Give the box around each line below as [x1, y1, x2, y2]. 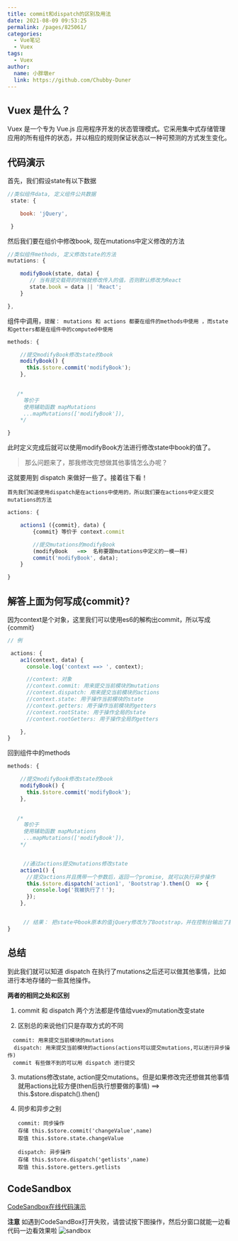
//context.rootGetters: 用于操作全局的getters [25, 715, 159, 723]
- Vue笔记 [13, 37, 40, 44]
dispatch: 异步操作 [17, 1148, 71, 1156]
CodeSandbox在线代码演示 [7, 1203, 86, 1211]
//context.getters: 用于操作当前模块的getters [25, 702, 157, 709]
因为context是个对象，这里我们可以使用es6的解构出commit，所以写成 [7, 615, 211, 623]
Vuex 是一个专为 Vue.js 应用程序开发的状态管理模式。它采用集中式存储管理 [7, 125, 226, 133]
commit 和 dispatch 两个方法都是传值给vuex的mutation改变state [17, 1006, 205, 1015]
